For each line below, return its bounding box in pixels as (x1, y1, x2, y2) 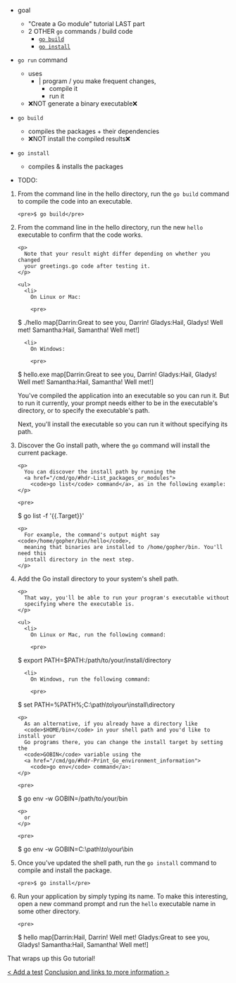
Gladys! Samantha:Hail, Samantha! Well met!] (17, 941, 149, 948)
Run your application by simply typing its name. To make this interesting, (17, 892, 228, 901)
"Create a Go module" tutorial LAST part (27, 20, 145, 27)
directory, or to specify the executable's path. (17, 407, 150, 414)
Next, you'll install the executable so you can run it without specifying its (17, 420, 228, 428)
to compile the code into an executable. (17, 197, 132, 205)
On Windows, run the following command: (30, 676, 151, 683)
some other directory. (17, 907, 81, 915)
